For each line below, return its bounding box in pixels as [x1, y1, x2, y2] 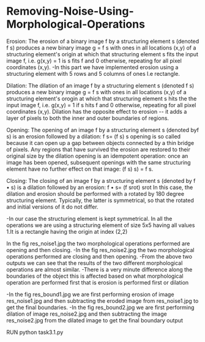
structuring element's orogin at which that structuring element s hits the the [6, 95, 197, 102]
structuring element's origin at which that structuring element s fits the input [6, 50, 199, 58]
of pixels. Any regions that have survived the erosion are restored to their [6, 146, 191, 153]
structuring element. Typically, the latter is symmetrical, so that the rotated [6, 196, 195, 204]
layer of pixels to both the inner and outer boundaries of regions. [6, 114, 170, 122]
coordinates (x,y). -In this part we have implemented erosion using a [6, 63, 179, 71]
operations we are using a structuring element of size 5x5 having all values [6, 221, 195, 229]
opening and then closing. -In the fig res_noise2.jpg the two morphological [6, 246, 195, 253]
